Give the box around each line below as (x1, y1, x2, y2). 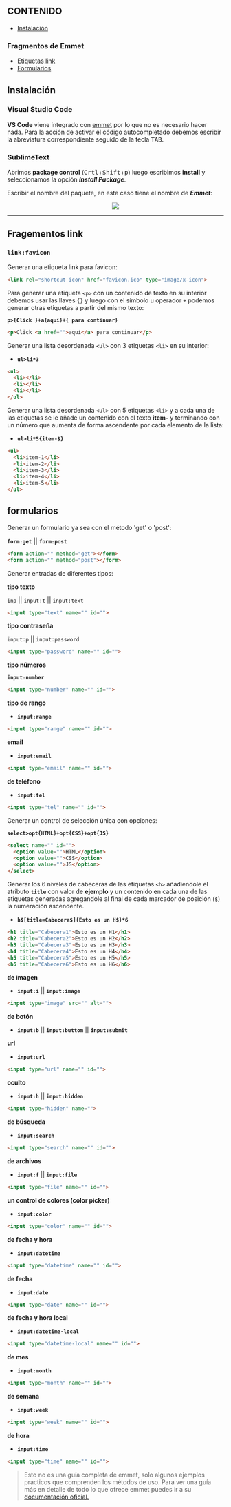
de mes (7, 1353, 29, 1361)
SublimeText (7, 152, 50, 162)
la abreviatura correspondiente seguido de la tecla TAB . (7, 135, 164, 144)
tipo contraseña (7, 621, 54, 630)
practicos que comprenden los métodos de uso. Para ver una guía (23, 1477, 212, 1486)
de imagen (7, 973, 38, 982)
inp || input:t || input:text (7, 596, 84, 604)
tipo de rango (7, 699, 46, 707)
